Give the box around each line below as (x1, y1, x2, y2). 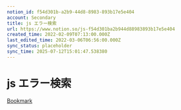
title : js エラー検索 (7, 20, 57, 26)
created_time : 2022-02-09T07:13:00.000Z (7, 32, 111, 38)
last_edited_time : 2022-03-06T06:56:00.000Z (7, 37, 121, 43)
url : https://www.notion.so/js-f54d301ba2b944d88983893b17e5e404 (7, 26, 175, 32)
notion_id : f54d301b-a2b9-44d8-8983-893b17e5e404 (7, 9, 135, 15)
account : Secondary (7, 15, 56, 21)
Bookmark (7, 97, 33, 104)
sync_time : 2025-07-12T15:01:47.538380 (7, 49, 108, 55)
